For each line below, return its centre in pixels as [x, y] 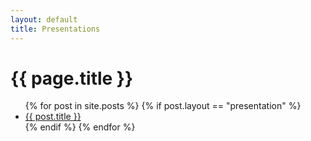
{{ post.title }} [53, 117]
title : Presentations [55, 29]
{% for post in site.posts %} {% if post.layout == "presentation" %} [163, 106]
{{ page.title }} [72, 78]
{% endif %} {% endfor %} [80, 127]
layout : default [44, 19]
